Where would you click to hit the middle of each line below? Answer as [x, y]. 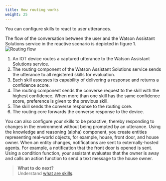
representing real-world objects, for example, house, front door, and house [82, 137]
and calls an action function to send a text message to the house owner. [79, 158]
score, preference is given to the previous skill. [60, 101]
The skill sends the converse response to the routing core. [72, 106]
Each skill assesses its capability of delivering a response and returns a [85, 80]
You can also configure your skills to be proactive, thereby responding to [80, 121]
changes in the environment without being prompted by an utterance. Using [83, 126]
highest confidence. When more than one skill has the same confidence [86, 96]
